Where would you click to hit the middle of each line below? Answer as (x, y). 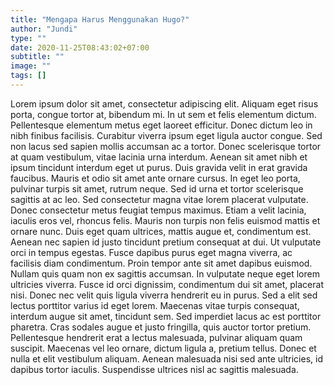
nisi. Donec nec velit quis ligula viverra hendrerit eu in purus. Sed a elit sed (164, 295)
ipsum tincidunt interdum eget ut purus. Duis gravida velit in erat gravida (159, 167)
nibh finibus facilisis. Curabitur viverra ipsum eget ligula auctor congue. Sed (166, 135)
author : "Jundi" (44, 29)
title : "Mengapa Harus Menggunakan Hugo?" (100, 19)
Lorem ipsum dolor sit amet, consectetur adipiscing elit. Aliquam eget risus (164, 103)
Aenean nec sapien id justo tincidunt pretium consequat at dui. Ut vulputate (166, 242)
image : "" (31, 66)
